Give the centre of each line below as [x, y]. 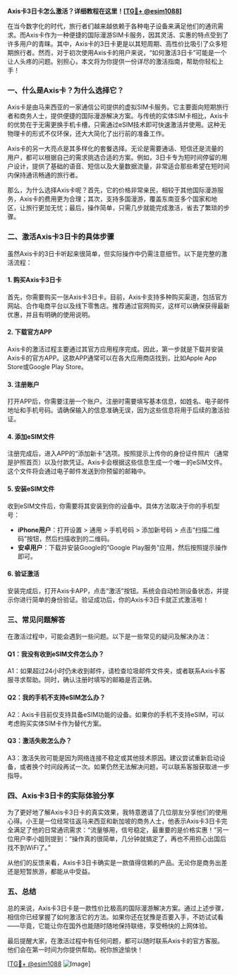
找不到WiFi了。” [29, 848]
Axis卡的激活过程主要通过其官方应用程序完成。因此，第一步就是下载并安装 [116, 349]
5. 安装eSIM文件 [31, 489]
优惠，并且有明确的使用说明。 [50, 315]
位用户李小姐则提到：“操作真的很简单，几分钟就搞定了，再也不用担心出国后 [117, 839]
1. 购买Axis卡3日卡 [35, 280]
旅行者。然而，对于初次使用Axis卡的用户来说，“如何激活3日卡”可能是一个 [120, 53]
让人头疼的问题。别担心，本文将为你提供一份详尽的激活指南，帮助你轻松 [112, 62]
